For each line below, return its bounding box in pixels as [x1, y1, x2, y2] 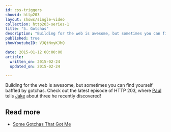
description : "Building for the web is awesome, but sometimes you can [5, 31, 160, 36]
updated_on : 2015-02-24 [10, 64, 60, 69]
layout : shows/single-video [5, 17, 65, 22]
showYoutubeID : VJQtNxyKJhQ [5, 41, 65, 46]
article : [5, 54, 24, 59]
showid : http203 [5, 12, 40, 17]
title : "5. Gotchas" [5, 26, 49, 31]
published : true [5, 36, 40, 41]
